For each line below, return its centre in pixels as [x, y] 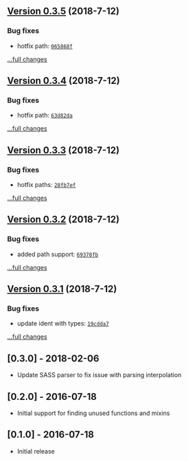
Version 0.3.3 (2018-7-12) [63, 150]
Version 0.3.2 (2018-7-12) [63, 220]
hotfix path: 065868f [45, 46]
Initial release [36, 451]
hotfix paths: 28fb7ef [46, 185]
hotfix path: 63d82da [45, 115]
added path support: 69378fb [58, 254]
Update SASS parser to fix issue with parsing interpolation [99, 375]
